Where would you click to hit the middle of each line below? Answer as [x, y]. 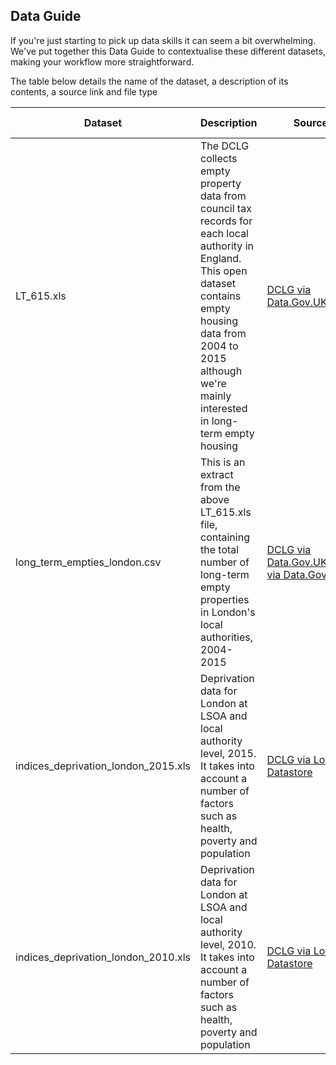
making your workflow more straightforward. [102, 61]
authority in [227, 246]
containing [225, 537]
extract [217, 474]
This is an [223, 462]
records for [226, 221]
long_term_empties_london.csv [88, 562]
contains [221, 296]
